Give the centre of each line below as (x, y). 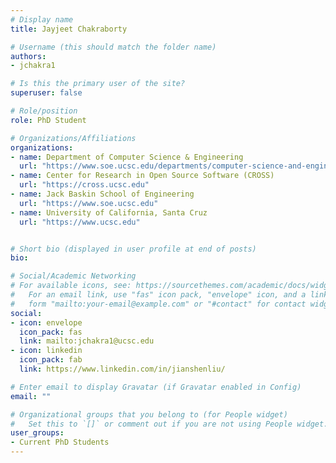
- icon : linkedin (46, 351)
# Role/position (44, 111)
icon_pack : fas (51, 332)
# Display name (42, 19)
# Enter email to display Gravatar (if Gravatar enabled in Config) (156, 387)
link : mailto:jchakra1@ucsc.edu (87, 341)
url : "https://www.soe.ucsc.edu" (89, 203)
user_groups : (37, 433)
